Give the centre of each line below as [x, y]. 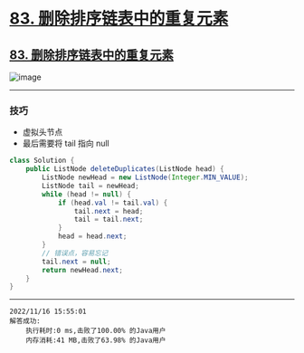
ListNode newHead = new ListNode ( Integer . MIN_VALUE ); [145, 177]
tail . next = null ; [76, 262]
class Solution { [42, 161]
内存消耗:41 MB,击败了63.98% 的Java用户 [96, 340]
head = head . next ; [92, 236]
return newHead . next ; [83, 270]
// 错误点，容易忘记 [75, 253]
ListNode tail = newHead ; [91, 186]
